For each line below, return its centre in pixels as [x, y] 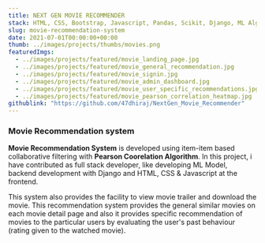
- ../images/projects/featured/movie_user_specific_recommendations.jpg [137, 89]
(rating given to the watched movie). [67, 230]
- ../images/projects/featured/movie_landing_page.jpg [107, 60]
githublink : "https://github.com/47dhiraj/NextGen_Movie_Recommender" [127, 103]
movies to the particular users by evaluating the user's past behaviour [121, 222]
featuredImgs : [32, 52]
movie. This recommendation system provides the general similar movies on [132, 205]
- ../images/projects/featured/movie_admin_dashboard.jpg [113, 81]
